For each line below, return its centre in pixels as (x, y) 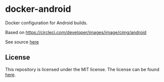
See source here (22, 42)
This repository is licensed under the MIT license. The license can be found (82, 69)
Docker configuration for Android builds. (46, 23)
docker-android (38, 9)
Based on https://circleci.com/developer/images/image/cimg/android (76, 32)
